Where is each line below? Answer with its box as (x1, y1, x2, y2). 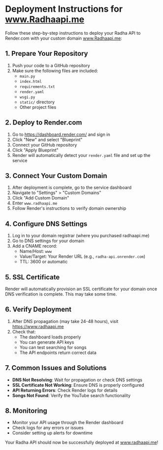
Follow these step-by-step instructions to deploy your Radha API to (5, 30, 141, 36)
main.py (19, 74, 35, 79)
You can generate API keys (19, 339, 75, 345)
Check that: (12, 328, 36, 334)
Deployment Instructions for (5, 3, 123, 15)
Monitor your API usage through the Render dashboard (12, 420, 124, 425)
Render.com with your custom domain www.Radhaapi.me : (5, 35, 122, 41)
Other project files (19, 104, 56, 110)
